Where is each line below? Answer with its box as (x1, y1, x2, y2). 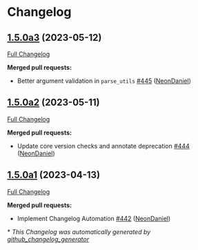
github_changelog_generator (7, 235, 90, 243)
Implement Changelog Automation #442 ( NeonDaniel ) (17, 214, 171, 222)
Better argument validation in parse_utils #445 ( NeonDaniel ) (17, 77, 192, 85)
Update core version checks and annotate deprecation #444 (17, 142, 190, 150)
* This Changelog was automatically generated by (7, 227, 151, 235)
